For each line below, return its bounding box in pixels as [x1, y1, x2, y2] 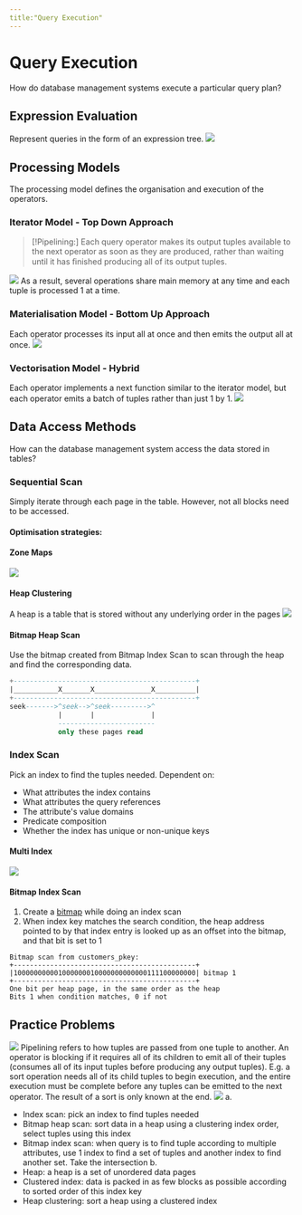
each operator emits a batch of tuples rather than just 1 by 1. [9, 393, 233, 404]
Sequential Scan [9, 475, 83, 488]
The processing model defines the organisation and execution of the [9, 184, 265, 195]
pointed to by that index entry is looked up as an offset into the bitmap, [22, 925, 287, 937]
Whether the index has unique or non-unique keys [22, 825, 210, 836]
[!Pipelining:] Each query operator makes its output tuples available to [31, 236, 291, 247]
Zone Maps [9, 547, 53, 558]
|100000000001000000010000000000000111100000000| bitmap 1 [9, 969, 237, 978]
